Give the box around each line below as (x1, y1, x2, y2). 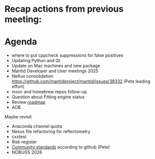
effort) (11, 84, 25, 90)
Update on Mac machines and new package (11, 63, 100, 69)
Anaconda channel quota (11, 123, 62, 129)
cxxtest (11, 134, 27, 140)
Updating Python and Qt (11, 58, 60, 64)
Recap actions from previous (4, 3, 124, 15)
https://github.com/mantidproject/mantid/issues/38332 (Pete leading (11, 78, 151, 84)
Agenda (4, 36, 37, 47)
